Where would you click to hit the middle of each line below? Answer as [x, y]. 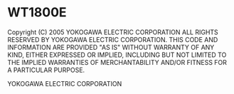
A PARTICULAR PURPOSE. [46, 70]
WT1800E [37, 12]
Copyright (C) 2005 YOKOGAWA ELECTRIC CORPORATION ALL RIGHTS [113, 32]
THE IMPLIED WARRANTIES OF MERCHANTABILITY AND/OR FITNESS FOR [117, 62]
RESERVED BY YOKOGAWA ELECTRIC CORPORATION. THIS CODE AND [113, 39]
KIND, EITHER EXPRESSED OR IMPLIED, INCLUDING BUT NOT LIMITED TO [117, 55]
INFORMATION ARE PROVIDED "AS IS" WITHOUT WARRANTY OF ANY [111, 47]
